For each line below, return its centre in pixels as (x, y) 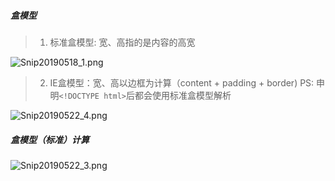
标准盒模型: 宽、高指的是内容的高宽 (122, 42)
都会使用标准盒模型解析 (183, 95)
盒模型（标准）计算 (50, 139)
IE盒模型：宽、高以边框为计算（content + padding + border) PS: (182, 82)
